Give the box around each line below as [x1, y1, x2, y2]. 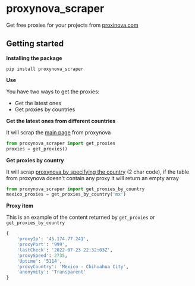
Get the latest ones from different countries [6, 117, 116, 124]
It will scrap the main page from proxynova [6, 128, 111, 136]
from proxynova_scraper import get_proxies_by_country [6, 186, 145, 192]
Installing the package [6, 54, 62, 61]
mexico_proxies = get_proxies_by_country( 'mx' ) [6, 191, 127, 197]
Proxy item [6, 202, 34, 209]
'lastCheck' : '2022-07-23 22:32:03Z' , [17, 247, 113, 253]
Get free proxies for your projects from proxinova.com [6, 21, 139, 29]
